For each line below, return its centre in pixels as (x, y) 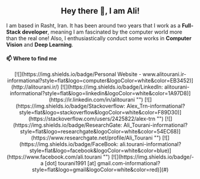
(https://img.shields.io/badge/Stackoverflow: (70, 106)
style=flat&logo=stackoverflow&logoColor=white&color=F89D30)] (100, 113)
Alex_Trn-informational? (156, 106)
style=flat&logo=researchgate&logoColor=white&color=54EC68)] (100, 132)
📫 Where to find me (32, 59)
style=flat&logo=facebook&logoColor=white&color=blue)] (100, 151)
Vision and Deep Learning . (40, 44)
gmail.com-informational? (129, 163)
